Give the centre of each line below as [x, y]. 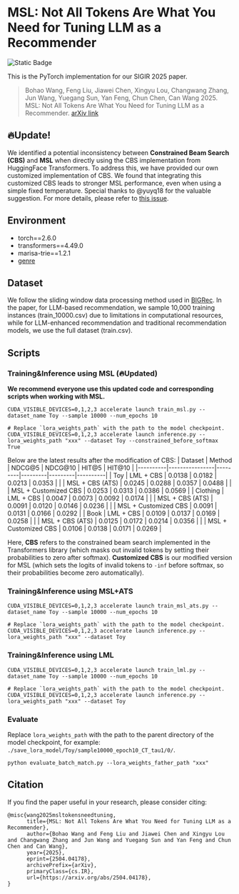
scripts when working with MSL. [56, 396]
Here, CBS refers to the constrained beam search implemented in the [109, 543]
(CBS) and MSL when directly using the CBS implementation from [104, 160]
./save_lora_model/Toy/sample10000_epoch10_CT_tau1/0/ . [92, 750]
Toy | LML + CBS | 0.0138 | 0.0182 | [165, 476]
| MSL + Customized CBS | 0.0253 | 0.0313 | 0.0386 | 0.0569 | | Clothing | [116, 491]
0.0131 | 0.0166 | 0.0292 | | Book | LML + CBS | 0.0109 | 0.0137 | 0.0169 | [113, 513]
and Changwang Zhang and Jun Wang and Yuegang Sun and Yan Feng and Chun [119, 840]
